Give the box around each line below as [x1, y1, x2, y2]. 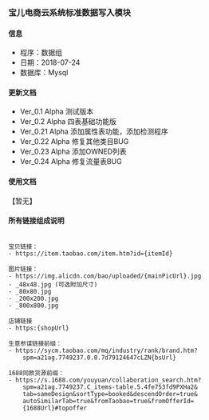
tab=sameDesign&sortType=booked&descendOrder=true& [22, 390, 198, 398]
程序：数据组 [19, 48, 62, 58]
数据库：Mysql [19, 68, 69, 78]
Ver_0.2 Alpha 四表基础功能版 [19, 117, 117, 126]
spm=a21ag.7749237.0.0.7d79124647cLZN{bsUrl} [22, 354, 177, 362]
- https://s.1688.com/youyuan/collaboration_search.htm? [8, 376, 202, 384]
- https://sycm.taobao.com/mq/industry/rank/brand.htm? [8, 346, 198, 354]
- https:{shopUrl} [8, 324, 69, 332]
